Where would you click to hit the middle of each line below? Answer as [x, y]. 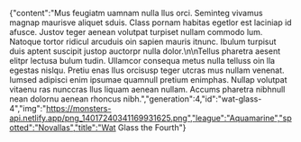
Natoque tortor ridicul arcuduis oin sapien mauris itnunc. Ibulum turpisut [143, 41]
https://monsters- [79, 108]
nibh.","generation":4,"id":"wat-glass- [192, 99]
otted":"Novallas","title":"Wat [63, 128]
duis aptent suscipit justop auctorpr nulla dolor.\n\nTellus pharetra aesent [145, 51]
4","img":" [28, 108]
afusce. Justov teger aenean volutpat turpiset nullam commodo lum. [136, 32]
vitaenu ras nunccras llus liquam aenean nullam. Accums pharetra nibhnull [147, 89]
